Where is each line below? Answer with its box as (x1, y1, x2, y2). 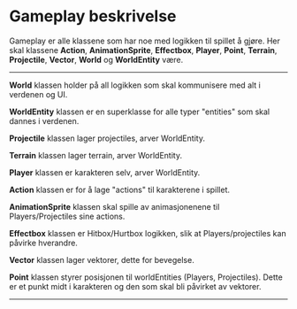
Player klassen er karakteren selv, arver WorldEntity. (9, 166, 201, 178)
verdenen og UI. (9, 89, 68, 99)
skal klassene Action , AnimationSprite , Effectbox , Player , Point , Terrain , (9, 44, 278, 55)
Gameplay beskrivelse (9, 6, 177, 27)
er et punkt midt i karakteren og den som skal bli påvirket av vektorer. (9, 281, 262, 291)
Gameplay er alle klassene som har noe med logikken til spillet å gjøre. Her (9, 35, 281, 46)
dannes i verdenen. (9, 115, 80, 126)
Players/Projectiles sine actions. (9, 211, 126, 221)
